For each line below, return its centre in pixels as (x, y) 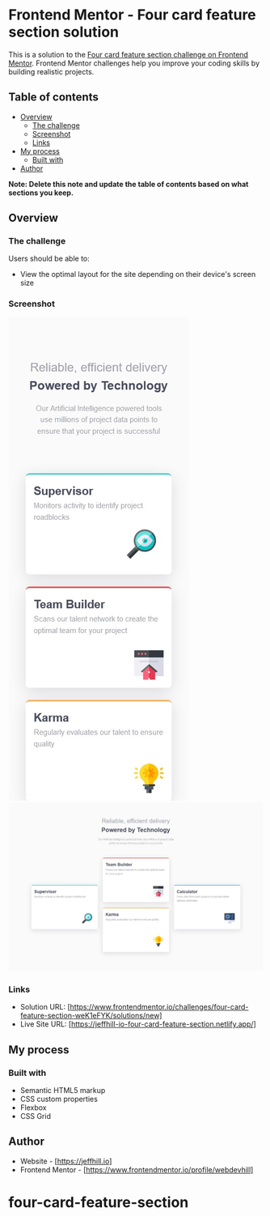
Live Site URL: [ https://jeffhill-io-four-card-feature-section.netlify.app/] (138, 1024)
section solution (64, 32)
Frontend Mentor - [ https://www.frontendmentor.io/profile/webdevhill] (137, 1169)
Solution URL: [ (45, 1007)
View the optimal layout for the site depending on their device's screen (138, 274)
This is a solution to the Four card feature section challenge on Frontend (129, 54)
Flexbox (33, 1108)
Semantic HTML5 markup (63, 1090)
